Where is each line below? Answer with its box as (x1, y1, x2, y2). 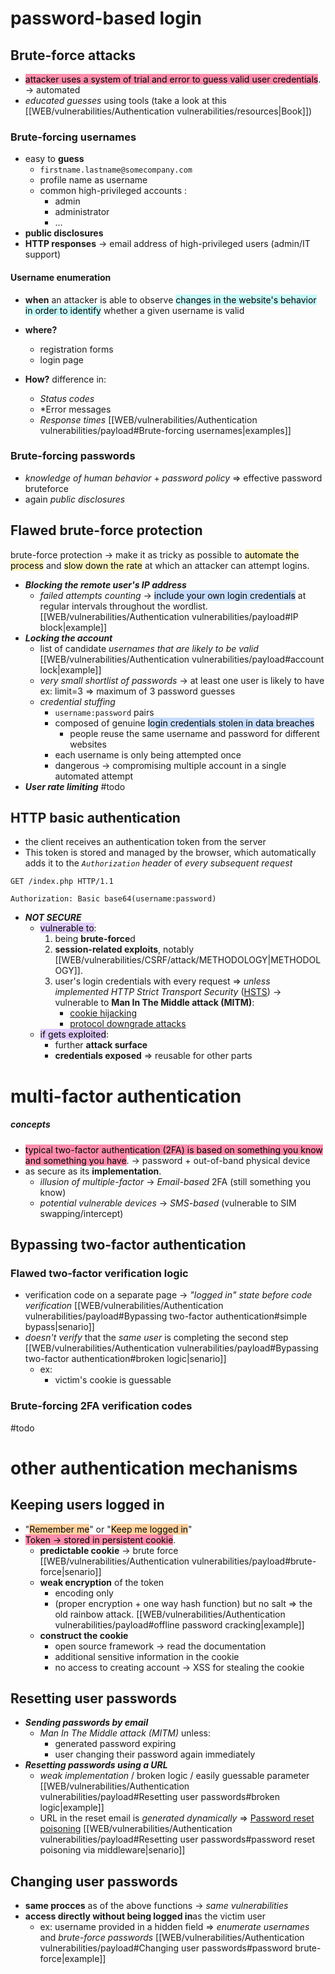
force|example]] (39, 1953, 107, 1965)
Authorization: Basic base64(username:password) (10, 894, 217, 904)
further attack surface (54, 1039, 148, 1051)
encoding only (54, 1587, 114, 1599)
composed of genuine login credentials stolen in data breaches (54, 717, 315, 729)
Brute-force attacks (10, 47, 136, 64)
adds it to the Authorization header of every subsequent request (24, 857, 293, 869)
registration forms (39, 343, 114, 355)
